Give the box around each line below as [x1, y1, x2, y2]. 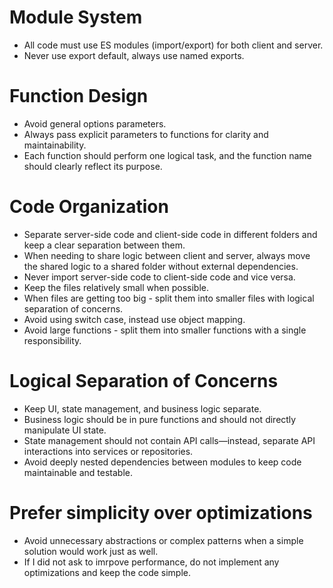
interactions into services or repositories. [23, 445, 194, 457]
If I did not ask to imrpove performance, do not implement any [23, 556, 280, 568]
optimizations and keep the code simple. [23, 566, 192, 578]
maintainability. [23, 139, 87, 151]
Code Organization [9, 196, 169, 218]
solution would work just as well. [23, 545, 159, 557]
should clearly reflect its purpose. [23, 160, 163, 172]
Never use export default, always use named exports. [23, 49, 245, 61]
